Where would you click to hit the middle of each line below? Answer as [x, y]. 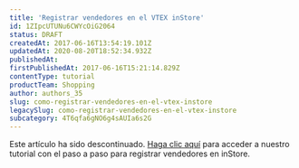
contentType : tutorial [52, 77]
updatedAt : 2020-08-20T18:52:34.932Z [81, 51]
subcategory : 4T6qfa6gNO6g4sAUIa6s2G [81, 118]
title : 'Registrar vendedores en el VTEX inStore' [107, 18]
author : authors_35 [46, 93]
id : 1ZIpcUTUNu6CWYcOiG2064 [63, 26]
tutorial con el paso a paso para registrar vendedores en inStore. [130, 154]
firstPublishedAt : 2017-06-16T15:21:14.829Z [95, 69]
